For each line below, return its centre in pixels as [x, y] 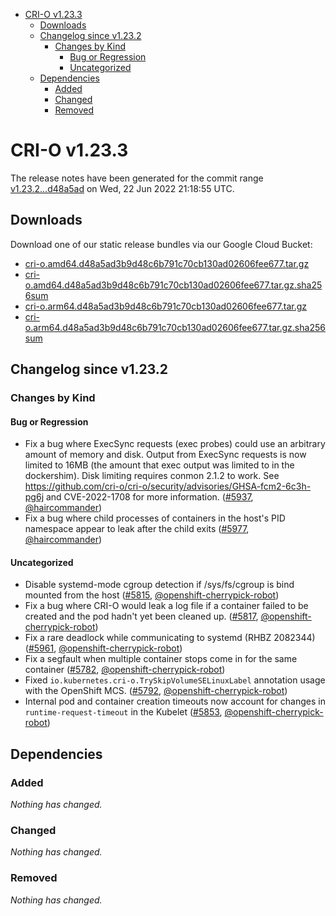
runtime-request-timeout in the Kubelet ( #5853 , [123, 712]
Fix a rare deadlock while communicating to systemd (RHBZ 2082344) [170, 638]
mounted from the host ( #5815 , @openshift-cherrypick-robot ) [152, 595]
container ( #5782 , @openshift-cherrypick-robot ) [125, 670]
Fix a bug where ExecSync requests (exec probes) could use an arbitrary [175, 444]
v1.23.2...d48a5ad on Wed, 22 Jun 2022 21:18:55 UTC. [122, 188]
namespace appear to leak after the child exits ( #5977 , [137, 529]
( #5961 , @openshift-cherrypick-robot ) [103, 648]
